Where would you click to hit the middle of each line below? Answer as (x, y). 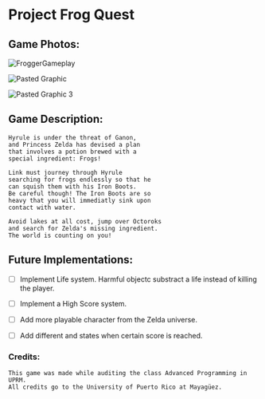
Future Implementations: (71, 260)
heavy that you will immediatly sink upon (80, 200)
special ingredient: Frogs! (55, 158)
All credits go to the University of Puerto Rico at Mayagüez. (115, 387)
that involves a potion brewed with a (72, 152)
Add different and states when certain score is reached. (111, 335)
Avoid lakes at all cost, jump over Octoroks (85, 221)
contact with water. (43, 207)
